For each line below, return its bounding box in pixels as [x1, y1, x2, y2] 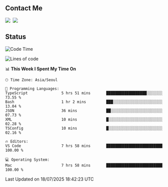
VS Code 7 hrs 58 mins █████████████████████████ [5, 143, 163, 148]
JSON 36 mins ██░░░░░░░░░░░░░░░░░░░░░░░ [5, 108, 163, 113]
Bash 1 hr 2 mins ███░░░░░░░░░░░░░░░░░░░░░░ [5, 99, 163, 105]
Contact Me [5, 4, 43, 13]
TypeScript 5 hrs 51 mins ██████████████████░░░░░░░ [5, 90, 163, 96]
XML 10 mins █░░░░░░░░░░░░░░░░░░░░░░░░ [5, 117, 163, 122]
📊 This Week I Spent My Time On [5, 65, 76, 72]
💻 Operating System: [5, 157, 50, 162]
